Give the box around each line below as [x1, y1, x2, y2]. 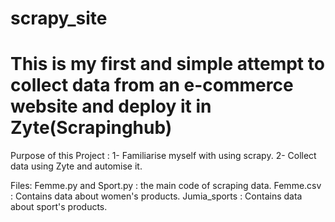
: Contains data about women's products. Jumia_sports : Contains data [10, 190, 303, 202]
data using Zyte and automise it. [10, 160, 143, 172]
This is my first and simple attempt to [10, 53, 325, 76]
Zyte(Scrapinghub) [10, 117, 173, 139]
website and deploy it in [10, 95, 212, 118]
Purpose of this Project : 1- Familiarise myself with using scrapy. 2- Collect [10, 150, 317, 162]
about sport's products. [10, 201, 108, 213]
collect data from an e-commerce [10, 74, 294, 97]
